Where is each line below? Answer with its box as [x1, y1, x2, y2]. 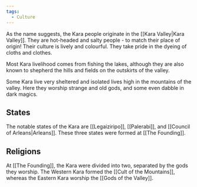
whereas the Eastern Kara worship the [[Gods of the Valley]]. [6, 175, 154, 182]
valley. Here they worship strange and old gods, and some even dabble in [6, 84, 184, 91]
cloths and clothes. [6, 49, 52, 56]
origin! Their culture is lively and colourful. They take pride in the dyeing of [6, 42, 187, 50]
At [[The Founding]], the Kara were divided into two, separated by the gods [6, 162, 188, 169]
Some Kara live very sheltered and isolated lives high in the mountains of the [6, 78, 192, 85]
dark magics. [6, 91, 38, 98]
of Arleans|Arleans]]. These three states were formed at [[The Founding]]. [6, 129, 186, 136]
